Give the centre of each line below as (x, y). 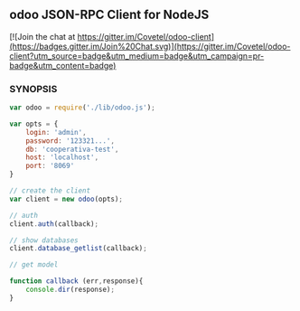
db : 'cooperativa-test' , (72, 149)
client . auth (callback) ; (54, 224)
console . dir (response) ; (70, 290)
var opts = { (34, 124)
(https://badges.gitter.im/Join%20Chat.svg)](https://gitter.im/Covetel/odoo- (150, 46)
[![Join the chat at (42, 36)
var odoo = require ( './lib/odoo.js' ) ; (82, 108)
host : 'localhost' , (62, 157)
